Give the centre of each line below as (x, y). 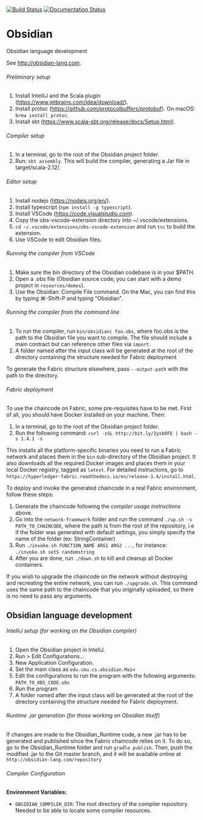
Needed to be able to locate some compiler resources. (83, 811)
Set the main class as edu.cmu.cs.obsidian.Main (75, 669)
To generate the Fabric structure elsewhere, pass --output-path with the (97, 369)
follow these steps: (30, 495)
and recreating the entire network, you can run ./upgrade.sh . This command (102, 583)
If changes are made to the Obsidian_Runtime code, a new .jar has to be (96, 734)
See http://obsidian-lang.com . (44, 63)
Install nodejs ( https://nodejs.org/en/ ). (63, 200)
